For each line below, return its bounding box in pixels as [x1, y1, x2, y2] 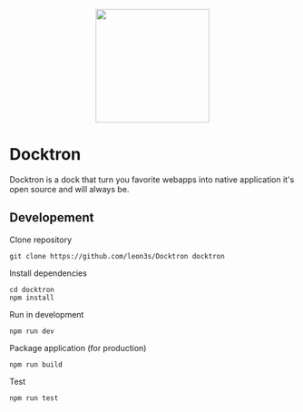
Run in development [9, 309, 84, 319]
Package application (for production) [9, 342, 147, 353]
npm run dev [9, 327, 54, 336]
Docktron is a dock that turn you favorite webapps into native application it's [9, 173, 295, 185]
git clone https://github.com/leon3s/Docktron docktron [9, 251, 225, 260]
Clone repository [9, 234, 73, 245]
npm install [9, 293, 54, 302]
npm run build [9, 359, 64, 369]
